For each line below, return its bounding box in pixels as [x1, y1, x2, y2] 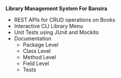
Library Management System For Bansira [5, 5, 107, 12]
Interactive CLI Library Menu [14, 23, 83, 29]
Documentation [14, 35, 52, 42]
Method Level [22, 54, 56, 60]
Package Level [22, 41, 59, 48]
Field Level [22, 60, 49, 67]
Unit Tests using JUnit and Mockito [14, 29, 99, 36]
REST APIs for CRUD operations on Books [14, 16, 116, 23]
